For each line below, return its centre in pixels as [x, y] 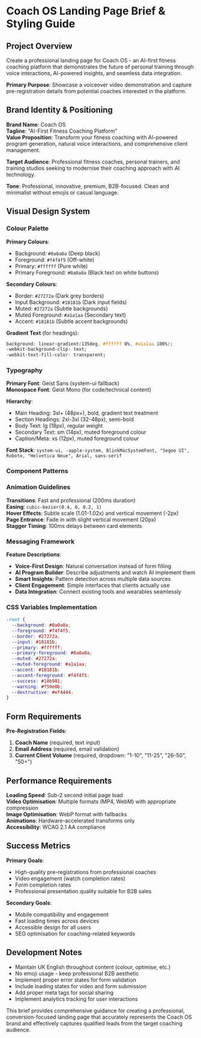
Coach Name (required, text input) [58, 742]
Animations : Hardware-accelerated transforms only [70, 821]
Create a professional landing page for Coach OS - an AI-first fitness [91, 60]
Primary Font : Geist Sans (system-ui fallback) [63, 383]
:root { [16, 620]
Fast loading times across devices [57, 921]
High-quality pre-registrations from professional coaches [85, 872]
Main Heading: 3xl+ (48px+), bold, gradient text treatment [86, 413]
